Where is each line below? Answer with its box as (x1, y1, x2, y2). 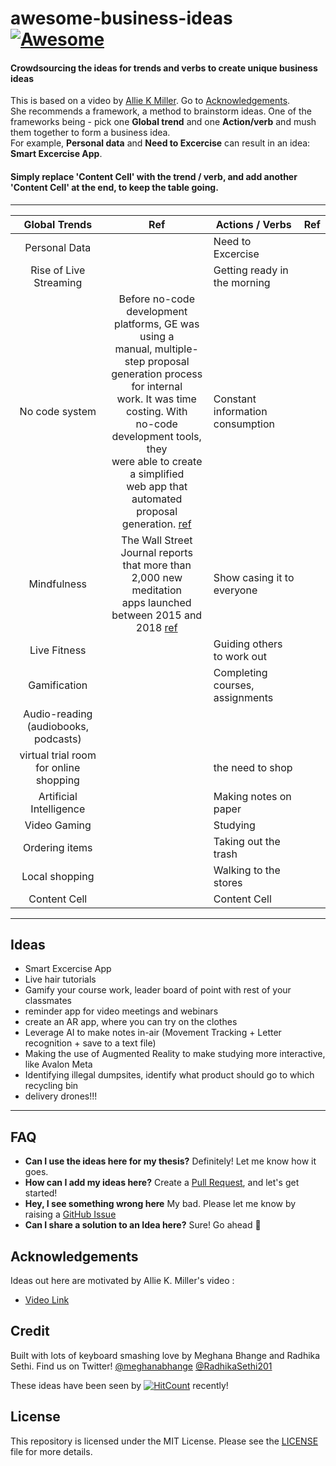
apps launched (121, 595, 192, 609)
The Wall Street (120, 533, 193, 547)
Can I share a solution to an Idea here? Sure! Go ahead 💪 (24, 1219, 262, 1231)
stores (213, 875, 243, 889)
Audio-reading (23, 707, 93, 721)
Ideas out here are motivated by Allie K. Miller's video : (10, 1275, 235, 1287)
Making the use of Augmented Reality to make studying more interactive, (24, 1048, 326, 1060)
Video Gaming (24, 818, 92, 832)
